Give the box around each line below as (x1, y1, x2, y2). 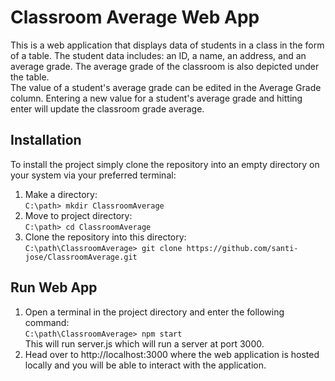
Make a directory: (24, 188, 98, 200)
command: (24, 316, 70, 328)
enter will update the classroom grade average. (10, 102, 205, 115)
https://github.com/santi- (186, 243, 299, 253)
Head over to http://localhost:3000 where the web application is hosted (24, 348, 320, 360)
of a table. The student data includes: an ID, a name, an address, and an (10, 49, 307, 61)
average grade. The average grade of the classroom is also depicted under (10, 60, 320, 72)
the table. (10, 71, 50, 83)
